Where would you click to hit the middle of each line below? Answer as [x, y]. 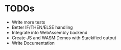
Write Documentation [33, 43]
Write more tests [28, 22]
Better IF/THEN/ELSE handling [42, 27]
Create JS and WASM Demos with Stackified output [64, 38]
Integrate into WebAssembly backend [49, 32]
